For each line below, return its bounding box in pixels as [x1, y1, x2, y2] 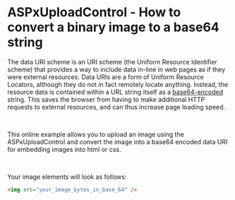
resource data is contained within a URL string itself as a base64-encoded [7, 88, 224, 96]
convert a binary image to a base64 [7, 19, 220, 35]
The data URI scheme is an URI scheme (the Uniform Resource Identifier [7, 57, 217, 66]
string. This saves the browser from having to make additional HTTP [7, 95, 205, 103]
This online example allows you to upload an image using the [7, 130, 185, 139]
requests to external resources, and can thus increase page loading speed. [7, 102, 226, 111]
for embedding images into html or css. [7, 145, 121, 153]
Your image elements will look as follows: [7, 172, 127, 181]
